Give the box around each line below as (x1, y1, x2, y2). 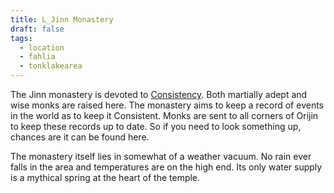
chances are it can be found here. (10, 131, 150, 143)
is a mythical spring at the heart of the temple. (10, 172, 201, 183)
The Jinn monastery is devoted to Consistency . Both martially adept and (10, 89, 308, 100)
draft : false (10, 24, 65, 34)
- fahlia (19, 52, 56, 62)
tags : (10, 33, 33, 43)
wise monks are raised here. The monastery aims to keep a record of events (10, 99, 324, 111)
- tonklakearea (19, 61, 83, 71)
